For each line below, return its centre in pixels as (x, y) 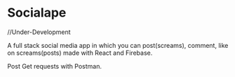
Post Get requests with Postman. (54, 66)
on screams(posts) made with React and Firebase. (80, 53)
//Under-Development (39, 32)
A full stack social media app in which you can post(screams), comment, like (118, 45)
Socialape (37, 13)
